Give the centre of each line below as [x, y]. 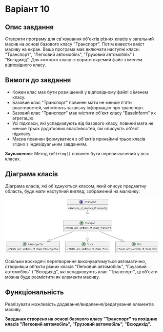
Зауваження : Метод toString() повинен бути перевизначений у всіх [77, 153]
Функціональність [35, 292]
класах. [13, 159]
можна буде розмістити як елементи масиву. [52, 277]
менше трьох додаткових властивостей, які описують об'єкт [75, 128]
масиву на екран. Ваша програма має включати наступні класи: [72, 49]
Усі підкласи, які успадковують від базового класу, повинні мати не [83, 123]
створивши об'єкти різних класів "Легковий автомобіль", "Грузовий [76, 267]
